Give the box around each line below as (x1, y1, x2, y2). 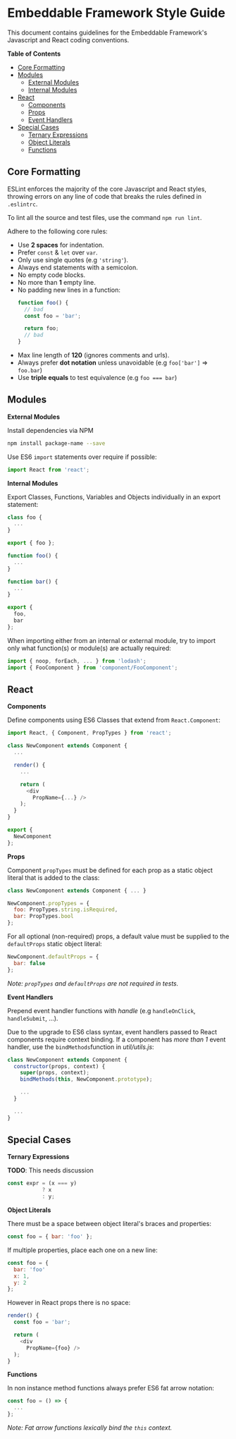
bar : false (13, 960, 46, 967)
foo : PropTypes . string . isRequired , (13, 906, 118, 914)
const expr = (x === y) (7, 1180, 77, 1187)
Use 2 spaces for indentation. (17, 240, 104, 249)
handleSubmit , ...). (7, 1014, 58, 1022)
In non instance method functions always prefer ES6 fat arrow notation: (7, 1384, 215, 1392)
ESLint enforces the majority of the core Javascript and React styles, (7, 185, 206, 193)
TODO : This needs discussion (7, 1166, 94, 1175)
